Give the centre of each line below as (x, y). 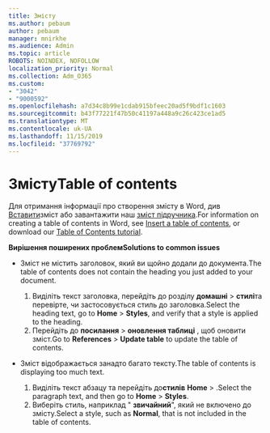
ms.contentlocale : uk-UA (50, 129)
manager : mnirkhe (38, 38)
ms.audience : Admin (41, 46)
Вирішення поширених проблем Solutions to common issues (114, 248)
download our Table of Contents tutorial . (76, 232)
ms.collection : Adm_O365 (50, 76)
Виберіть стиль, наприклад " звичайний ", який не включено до (142, 405)
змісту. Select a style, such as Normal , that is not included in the (139, 414)
